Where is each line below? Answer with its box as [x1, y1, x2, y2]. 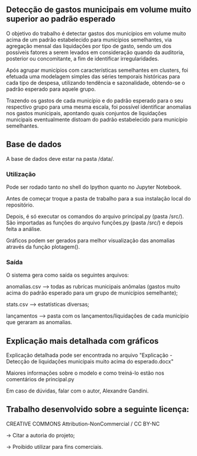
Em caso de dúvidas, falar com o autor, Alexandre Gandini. [6, 387, 149, 394]
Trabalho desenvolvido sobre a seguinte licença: [6, 404, 189, 414]
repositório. [6, 201, 34, 208]
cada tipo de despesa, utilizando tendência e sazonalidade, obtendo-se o [6, 79, 185, 86]
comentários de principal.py [6, 376, 75, 383]
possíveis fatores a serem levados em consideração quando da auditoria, [6, 49, 185, 56]
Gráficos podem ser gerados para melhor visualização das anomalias [6, 237, 175, 244]
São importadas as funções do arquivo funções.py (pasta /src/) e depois [6, 219, 183, 226]
